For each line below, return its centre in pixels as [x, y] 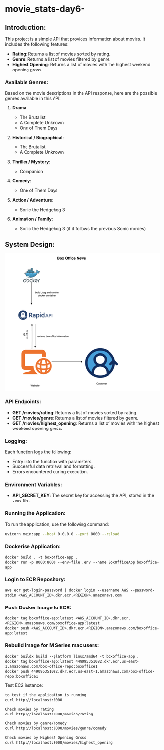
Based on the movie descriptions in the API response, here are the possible [81, 93]
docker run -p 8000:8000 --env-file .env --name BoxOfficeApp [70, 562]
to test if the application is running [46, 695]
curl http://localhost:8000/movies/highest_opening [59, 742]
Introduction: [26, 27]
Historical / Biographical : [38, 138]
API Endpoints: [23, 402]
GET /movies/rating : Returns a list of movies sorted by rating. [75, 412]
